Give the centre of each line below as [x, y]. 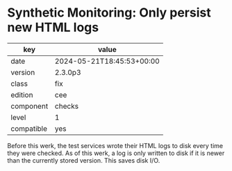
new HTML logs [53, 27]
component [30, 106]
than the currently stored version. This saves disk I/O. [84, 160]
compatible [29, 128]
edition [22, 95]
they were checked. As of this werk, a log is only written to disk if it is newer [116, 153]
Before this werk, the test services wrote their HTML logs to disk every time [115, 145]
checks [66, 106]
